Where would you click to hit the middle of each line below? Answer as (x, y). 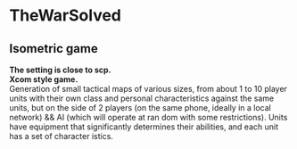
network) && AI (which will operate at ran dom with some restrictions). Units (148, 117)
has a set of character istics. (62, 136)
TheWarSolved (66, 16)
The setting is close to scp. (60, 70)
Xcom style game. (44, 79)
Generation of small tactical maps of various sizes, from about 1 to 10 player (148, 89)
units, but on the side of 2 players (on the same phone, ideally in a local (140, 108)
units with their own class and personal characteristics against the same (142, 98)
